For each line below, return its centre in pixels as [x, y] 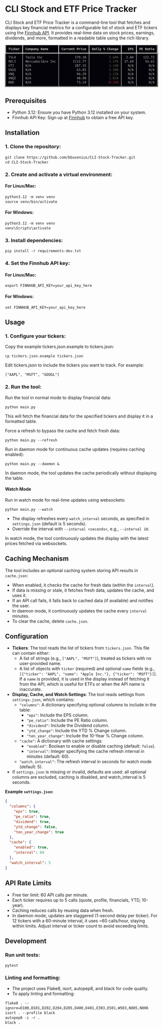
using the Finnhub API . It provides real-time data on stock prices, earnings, [80, 33]
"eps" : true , [27, 812]
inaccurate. [31, 689]
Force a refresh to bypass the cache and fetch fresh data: [63, 431]
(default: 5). [31, 767]
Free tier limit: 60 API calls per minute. [50, 895]
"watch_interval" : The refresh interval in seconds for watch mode [85, 762]
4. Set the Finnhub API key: [38, 263]
